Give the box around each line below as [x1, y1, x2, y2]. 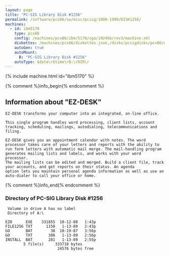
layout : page [5, 7, 33, 13]
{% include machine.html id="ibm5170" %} [5, 73, 95, 79]
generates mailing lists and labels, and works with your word [5, 151, 142, 156]
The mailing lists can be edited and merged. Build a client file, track [5, 160, 164, 165]
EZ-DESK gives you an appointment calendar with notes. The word [5, 138, 146, 143]
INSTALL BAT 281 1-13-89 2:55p [5, 237, 96, 242]
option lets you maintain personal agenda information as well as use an [5, 169, 164, 174]
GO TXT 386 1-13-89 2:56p [5, 233, 96, 238]
